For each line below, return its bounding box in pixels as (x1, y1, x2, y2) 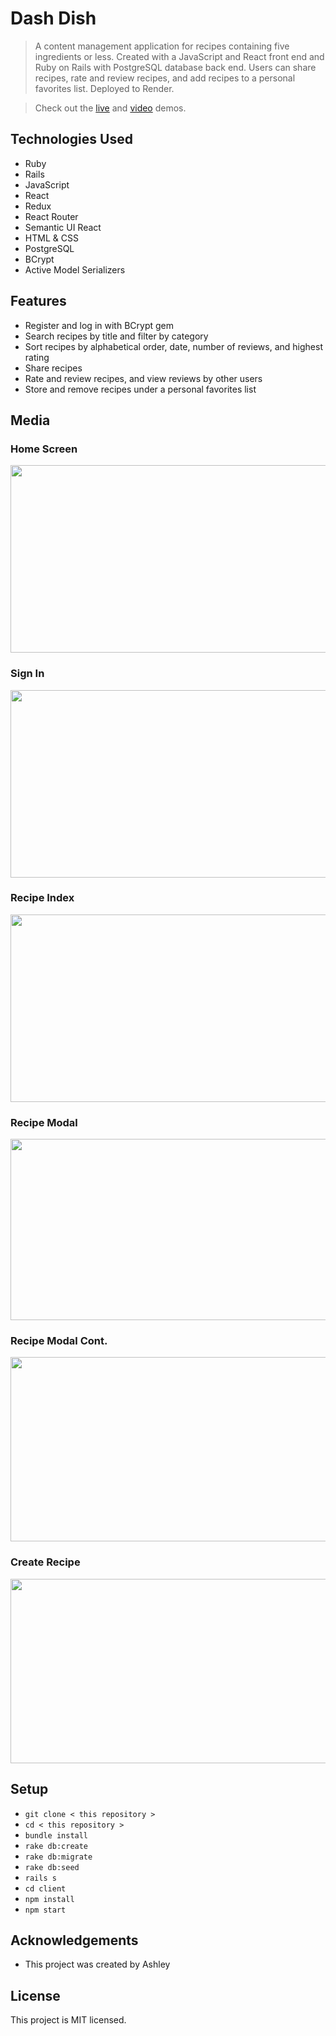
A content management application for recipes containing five (34, 40, 290, 52)
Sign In (10, 667, 45, 681)
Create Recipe (10, 1555, 81, 1569)
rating (24, 351, 50, 363)
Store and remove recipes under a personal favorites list (24, 383, 257, 395)
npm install (24, 1894, 75, 1904)
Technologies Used (10, 131, 133, 148)
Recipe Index (10, 891, 75, 905)
